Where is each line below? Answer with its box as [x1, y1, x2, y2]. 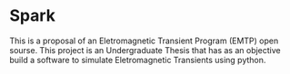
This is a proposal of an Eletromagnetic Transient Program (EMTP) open [9, 35, 279, 46]
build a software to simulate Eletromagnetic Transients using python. [9, 54, 266, 65]
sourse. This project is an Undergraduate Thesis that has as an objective [9, 44, 281, 55]
